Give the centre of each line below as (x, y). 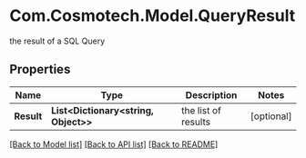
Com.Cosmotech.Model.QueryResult (153, 16)
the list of (201, 110)
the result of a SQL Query (57, 41)
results (196, 122)
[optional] (271, 116)
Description (211, 94)
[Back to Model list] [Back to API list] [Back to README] (114, 144)
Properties (40, 69)
